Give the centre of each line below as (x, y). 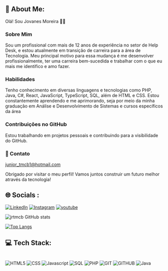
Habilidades (20, 79)
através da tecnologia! (28, 179)
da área (13, 111)
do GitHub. (16, 140)
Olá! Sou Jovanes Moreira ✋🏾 (36, 21)
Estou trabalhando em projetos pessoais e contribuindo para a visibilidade (82, 135)
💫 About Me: (25, 9)
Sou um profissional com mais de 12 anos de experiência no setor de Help (82, 45)
